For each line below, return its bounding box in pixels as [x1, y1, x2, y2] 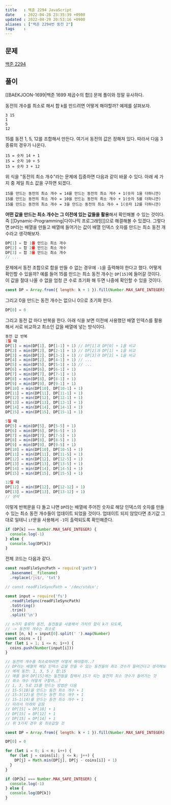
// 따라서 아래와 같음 [5, 702, 45, 707]
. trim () [10, 608, 26, 613]
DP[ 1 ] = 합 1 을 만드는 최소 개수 [5, 240, 67, 246]
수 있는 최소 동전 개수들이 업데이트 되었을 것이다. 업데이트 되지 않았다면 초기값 [5, 510, 160, 516]
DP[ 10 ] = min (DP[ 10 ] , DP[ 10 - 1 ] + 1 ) [5, 386, 83, 391]
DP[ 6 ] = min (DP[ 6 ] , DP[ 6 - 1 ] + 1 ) [5, 367, 76, 372]
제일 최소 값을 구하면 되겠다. [16, 180, 72, 186]
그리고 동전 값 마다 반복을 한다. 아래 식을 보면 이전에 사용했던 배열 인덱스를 [5, 318, 153, 323]
